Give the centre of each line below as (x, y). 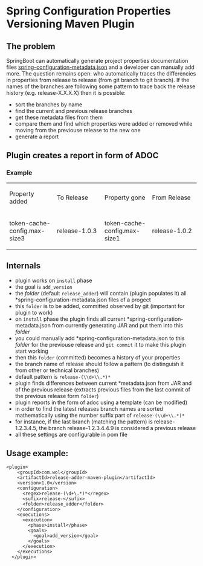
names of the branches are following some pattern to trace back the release (101, 86)
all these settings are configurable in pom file (71, 434)
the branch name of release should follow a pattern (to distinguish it (99, 364)
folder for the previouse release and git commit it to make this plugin (100, 344)
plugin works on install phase (53, 280)
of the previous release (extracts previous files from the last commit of (103, 389)
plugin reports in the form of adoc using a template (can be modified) (101, 402)
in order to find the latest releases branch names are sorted (89, 408)
